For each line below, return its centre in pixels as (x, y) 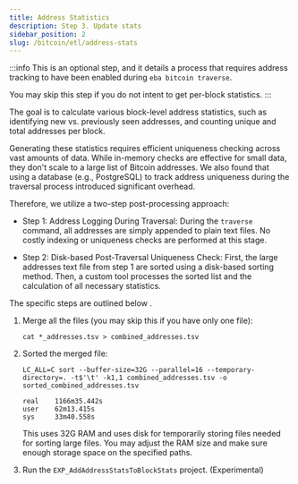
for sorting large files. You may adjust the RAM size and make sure (145, 443)
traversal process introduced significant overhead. (102, 187)
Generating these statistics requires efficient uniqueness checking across (145, 149)
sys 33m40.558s (59, 417)
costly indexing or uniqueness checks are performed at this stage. (144, 240)
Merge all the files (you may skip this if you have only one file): (137, 321)
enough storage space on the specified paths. (107, 453)
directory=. (44, 378)
